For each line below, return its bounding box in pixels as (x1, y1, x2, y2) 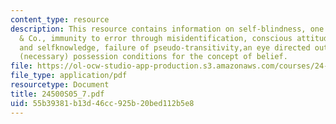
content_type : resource (10, 14, 110, 25)
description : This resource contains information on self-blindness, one (10, 24, 325, 34)
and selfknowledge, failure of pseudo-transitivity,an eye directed (19, 42, 311, 53)
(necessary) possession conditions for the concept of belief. (19, 52, 288, 62)
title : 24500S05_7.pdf (10, 89, 105, 99)
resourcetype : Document (10, 80, 110, 90)
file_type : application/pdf (10, 71, 128, 81)
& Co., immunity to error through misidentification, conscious (19, 33, 293, 43)
